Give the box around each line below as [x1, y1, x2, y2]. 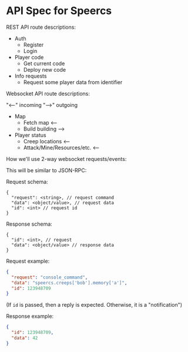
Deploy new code [23, 66, 66, 73]
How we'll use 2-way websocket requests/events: [6, 155, 127, 162]
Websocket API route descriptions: [6, 90, 90, 97]
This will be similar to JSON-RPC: [6, 166, 87, 174]
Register [23, 41, 44, 48]
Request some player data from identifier [23, 78, 123, 86]
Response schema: [6, 220, 53, 227]
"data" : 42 [11, 335, 38, 341]
